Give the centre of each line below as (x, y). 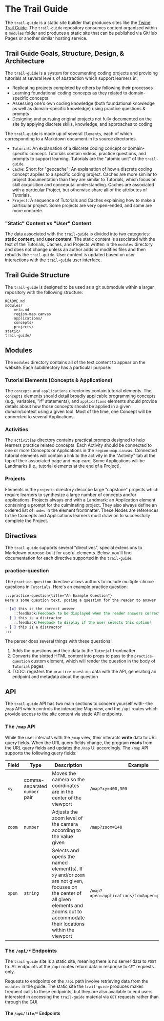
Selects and (65, 850)
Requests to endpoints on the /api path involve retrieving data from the (77, 981)
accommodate (69, 917)
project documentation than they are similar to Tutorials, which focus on (84, 179)
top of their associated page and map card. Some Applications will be (75, 461)
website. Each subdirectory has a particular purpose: (58, 367)
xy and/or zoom (68, 875)
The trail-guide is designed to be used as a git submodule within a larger (80, 287)
